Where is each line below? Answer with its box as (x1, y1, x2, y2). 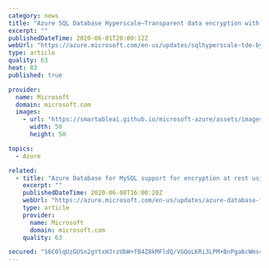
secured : (8, 248, 38, 256)
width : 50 (29, 123, 62, 131)
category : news (8, 11, 59, 20)
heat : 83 (8, 64, 38, 72)
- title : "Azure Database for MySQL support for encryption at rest (15, 174, 249, 182)
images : (15, 108, 42, 116)
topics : (8, 145, 34, 153)
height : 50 (29, 130, 66, 138)
